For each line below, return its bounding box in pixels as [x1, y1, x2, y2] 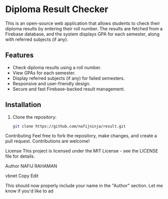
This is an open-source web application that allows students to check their [5, 20, 160, 26]
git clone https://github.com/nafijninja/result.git [12, 124, 126, 129]
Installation [5, 101, 41, 109]
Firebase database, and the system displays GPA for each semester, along [5, 31, 160, 37]
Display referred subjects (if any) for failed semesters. [12, 75, 125, 81]
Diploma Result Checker [5, 4, 108, 15]
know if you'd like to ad [5, 188, 54, 194]
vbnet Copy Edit [5, 173, 39, 179]
